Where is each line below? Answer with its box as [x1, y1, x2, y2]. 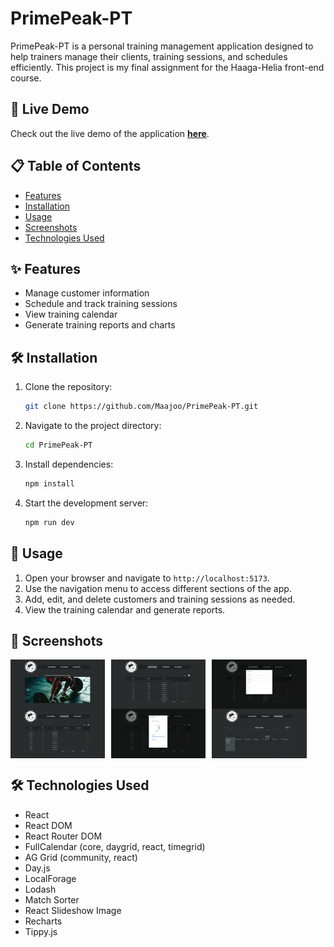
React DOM [24, 819, 73, 831]
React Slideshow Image [24, 904, 122, 916]
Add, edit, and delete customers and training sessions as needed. [24, 593, 296, 605]
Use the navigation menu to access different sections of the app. [24, 582, 292, 594]
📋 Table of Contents [10, 158, 142, 175]
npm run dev [24, 517, 75, 527]
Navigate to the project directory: [24, 420, 162, 432]
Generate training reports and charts [24, 319, 176, 331]
